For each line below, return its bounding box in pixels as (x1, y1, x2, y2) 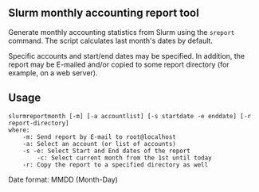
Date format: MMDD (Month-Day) (8, 175, 118, 184)
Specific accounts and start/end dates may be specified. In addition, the (8, 51, 245, 60)
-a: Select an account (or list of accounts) (22, 140, 177, 148)
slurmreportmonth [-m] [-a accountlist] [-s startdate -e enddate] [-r (8, 112, 251, 120)
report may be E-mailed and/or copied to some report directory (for (8, 60, 230, 69)
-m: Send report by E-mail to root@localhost (22, 132, 177, 141)
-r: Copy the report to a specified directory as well (22, 160, 209, 169)
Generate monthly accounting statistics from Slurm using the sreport (8, 27, 235, 36)
